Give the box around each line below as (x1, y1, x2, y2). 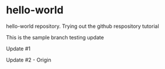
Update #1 (6, 45, 31, 52)
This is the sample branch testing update (6, 34, 104, 41)
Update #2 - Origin (6, 56, 51, 63)
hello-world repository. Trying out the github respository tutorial (6, 23, 159, 30)
